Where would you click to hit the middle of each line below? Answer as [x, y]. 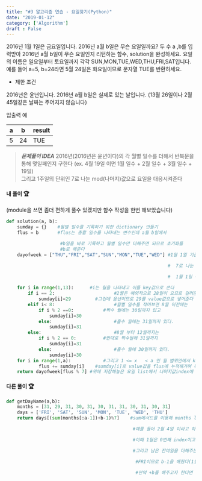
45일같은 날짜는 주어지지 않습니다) [47, 102]
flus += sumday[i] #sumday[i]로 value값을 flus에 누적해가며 [115, 366]
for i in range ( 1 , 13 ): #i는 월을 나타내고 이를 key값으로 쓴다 [96, 288]
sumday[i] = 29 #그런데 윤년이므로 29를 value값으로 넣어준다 [116, 299]
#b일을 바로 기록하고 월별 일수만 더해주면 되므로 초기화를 [121, 244]
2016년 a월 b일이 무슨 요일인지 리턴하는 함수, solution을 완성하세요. [102, 54]
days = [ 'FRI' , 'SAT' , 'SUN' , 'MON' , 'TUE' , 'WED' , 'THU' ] [93, 413]
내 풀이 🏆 [18, 193]
